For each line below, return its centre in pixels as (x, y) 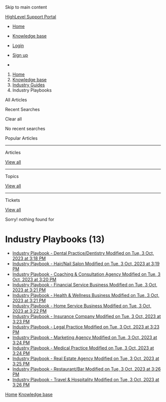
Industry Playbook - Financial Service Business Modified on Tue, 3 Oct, (85, 285)
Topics (12, 176)
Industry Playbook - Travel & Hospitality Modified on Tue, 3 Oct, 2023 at (86, 379)
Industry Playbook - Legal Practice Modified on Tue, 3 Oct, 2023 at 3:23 (86, 327)
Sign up (20, 55)
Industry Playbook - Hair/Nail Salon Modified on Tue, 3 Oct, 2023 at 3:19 (86, 263)
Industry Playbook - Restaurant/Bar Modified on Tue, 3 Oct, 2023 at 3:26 (86, 369)
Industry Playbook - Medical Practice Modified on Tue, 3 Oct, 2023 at (83, 348)
